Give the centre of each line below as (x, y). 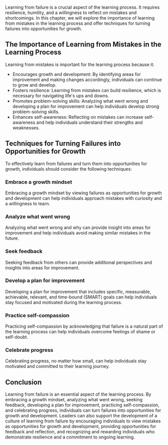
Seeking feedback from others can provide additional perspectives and (78, 262)
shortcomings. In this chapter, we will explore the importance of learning (80, 18)
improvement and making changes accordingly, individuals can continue (87, 80)
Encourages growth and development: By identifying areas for (77, 74)
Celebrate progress (29, 350)
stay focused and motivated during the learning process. (64, 302)
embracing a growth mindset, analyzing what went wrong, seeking (74, 400)
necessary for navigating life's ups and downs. (61, 96)
